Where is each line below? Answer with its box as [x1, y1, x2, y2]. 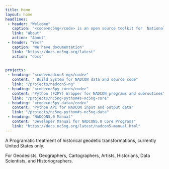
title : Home [5, 7, 30, 13]
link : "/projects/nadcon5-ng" [12, 82, 75, 87]
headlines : [5, 17, 28, 22]
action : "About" [12, 36, 46, 41]
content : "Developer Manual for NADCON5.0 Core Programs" [12, 119, 136, 124]
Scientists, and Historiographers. [5, 157, 73, 163]
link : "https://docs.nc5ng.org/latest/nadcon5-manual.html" [12, 123, 141, 128]
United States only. [5, 142, 45, 148]
